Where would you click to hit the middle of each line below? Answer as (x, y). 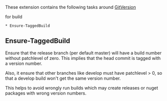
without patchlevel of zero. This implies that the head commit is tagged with (83, 58)
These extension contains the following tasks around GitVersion (71, 7)
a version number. (24, 63)
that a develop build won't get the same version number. (63, 78)
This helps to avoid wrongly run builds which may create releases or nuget (82, 88)
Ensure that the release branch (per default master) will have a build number (83, 53)
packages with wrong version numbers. (46, 93)
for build (14, 17)
